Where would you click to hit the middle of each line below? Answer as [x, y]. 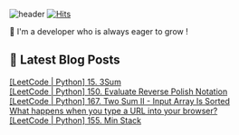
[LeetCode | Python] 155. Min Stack [76, 120]
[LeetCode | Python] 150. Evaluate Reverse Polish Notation [119, 92]
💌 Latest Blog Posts [65, 60]
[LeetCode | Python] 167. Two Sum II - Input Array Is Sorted [120, 101]
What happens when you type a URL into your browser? [114, 111]
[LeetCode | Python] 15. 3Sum [66, 82]
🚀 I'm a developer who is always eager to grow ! [99, 31]
